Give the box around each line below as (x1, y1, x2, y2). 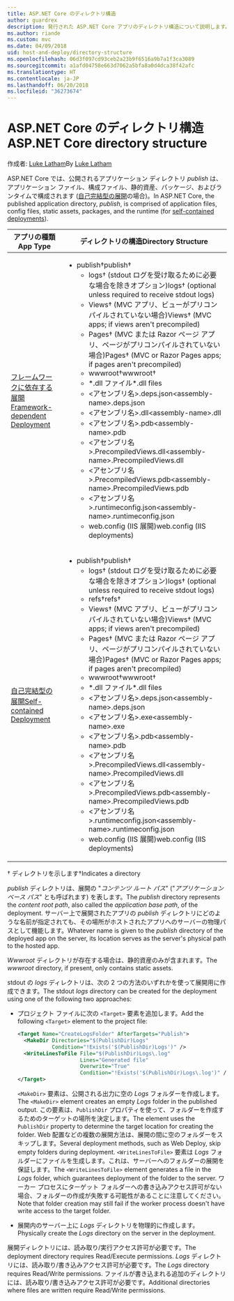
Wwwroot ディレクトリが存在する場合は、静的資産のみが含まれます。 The (7, 956, 218, 965)
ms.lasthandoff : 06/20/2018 (7, 82, 89, 89)
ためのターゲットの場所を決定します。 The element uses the (23, 1114, 195, 1123)
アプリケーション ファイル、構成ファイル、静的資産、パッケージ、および (7, 183, 216, 192)
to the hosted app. (7, 942, 60, 950)
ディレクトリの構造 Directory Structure (79, 236, 209, 246)
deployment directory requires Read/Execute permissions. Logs (7, 1252, 190, 1261)
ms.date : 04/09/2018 (7, 43, 68, 50)
